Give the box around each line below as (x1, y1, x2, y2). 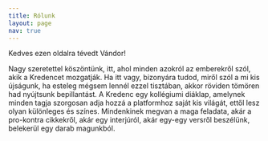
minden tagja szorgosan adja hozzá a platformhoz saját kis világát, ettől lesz (8, 98, 260, 108)
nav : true (8, 26, 42, 34)
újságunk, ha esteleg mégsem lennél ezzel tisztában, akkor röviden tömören (8, 81, 260, 91)
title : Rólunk (8, 11, 56, 20)
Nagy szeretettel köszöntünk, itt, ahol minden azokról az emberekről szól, (8, 64, 251, 74)
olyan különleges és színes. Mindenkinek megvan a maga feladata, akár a (8, 107, 252, 116)
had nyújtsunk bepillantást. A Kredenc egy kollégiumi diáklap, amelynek (8, 90, 246, 99)
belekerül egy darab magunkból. (8, 123, 116, 133)
